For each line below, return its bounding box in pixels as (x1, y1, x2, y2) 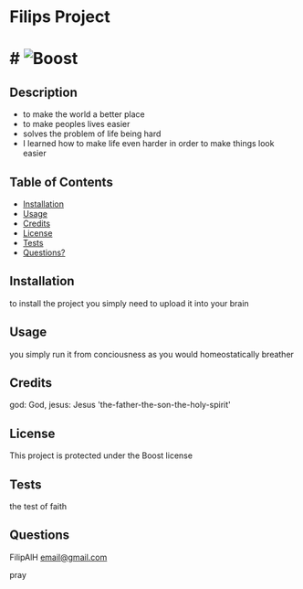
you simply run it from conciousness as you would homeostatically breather (9, 348, 295, 359)
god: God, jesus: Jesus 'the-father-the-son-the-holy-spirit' (9, 400, 231, 411)
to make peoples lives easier (22, 119, 131, 130)
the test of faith (9, 501, 68, 512)
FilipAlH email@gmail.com (9, 552, 108, 562)
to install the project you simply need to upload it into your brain (9, 297, 249, 308)
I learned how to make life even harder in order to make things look (22, 138, 275, 149)
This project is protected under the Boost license (9, 450, 193, 461)
